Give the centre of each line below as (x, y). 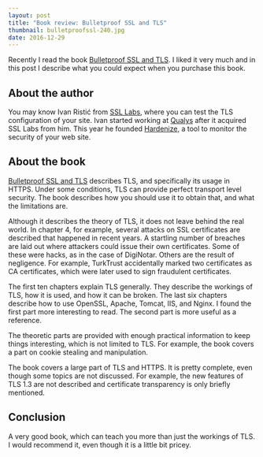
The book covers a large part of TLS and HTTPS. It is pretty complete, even (131, 367)
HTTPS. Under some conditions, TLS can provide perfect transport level (125, 189)
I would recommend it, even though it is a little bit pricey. (100, 444)
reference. (25, 320)
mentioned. (27, 392)
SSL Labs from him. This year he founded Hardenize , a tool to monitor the (128, 129)
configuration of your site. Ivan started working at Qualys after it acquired (127, 121)
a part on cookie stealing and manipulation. (78, 352)
